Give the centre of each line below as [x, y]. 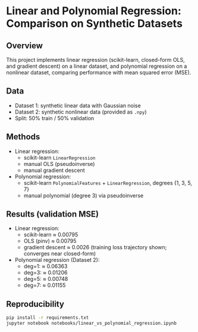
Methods [23, 137]
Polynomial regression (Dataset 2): [57, 260]
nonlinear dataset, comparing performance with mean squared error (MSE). [99, 72]
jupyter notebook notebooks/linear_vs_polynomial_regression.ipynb [92, 323]
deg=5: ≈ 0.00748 [46, 279]
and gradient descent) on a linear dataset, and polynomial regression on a [97, 66]
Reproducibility [35, 304]
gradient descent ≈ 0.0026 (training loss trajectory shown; [95, 248]
